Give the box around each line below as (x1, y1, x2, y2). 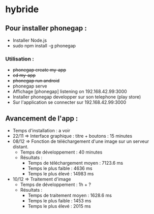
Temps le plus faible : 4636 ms (27, 165, 93, 171)
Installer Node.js (12, 37, 47, 43)
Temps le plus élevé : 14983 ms (27, 171, 94, 177)
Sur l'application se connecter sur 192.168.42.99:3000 (12, 99, 127, 105)
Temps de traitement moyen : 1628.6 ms (27, 192, 112, 199)
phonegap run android (12, 78, 60, 84)
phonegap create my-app (12, 67, 66, 73)
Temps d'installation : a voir (12, 128, 71, 134)
